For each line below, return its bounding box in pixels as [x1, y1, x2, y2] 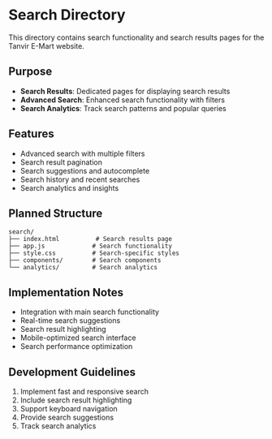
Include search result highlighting [19, 395, 132, 405]
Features [8, 127, 54, 141]
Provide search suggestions [19, 412, 114, 422]
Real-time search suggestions [19, 316, 121, 325]
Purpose [8, 65, 53, 79]
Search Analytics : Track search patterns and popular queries [19, 103, 227, 113]
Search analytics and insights [19, 183, 119, 192]
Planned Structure [8, 206, 103, 220]
